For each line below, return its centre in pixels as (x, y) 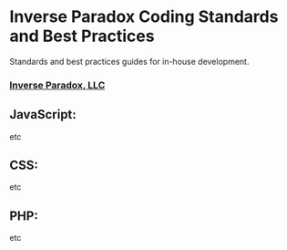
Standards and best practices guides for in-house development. (129, 61)
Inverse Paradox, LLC (57, 85)
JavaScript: (43, 115)
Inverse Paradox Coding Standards (144, 17)
